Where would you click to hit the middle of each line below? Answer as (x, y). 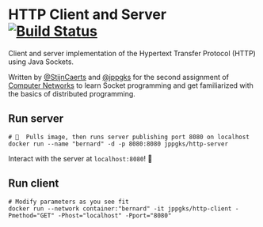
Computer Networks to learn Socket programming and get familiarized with (131, 85)
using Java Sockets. (41, 62)
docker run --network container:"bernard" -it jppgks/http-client (120, 208)
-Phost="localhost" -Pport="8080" (115, 215)
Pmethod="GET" (32, 215)
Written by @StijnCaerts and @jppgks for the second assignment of (119, 77)
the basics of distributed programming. (72, 93)
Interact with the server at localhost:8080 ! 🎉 (80, 158)
